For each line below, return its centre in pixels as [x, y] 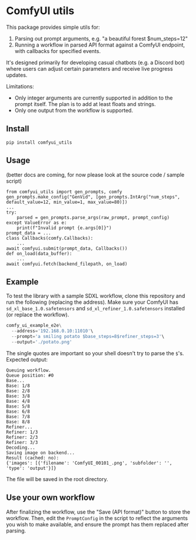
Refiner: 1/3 [22, 432]
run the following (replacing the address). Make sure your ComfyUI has [92, 302]
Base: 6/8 [18, 411]
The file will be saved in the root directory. [57, 479]
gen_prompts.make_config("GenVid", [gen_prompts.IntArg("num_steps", [93, 197]
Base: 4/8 [18, 401]
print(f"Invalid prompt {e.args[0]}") [64, 228]
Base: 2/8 [18, 391]
